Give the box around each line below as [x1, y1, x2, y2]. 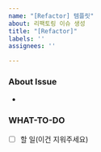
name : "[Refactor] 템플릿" [8, 11, 95, 20]
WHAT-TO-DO [8, 115, 65, 126]
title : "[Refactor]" [8, 27, 78, 35]
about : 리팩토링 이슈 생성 [8, 20, 86, 28]
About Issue [8, 76, 57, 88]
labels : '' [8, 34, 45, 43]
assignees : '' [8, 42, 57, 50]
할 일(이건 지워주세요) [19, 134, 89, 144]
